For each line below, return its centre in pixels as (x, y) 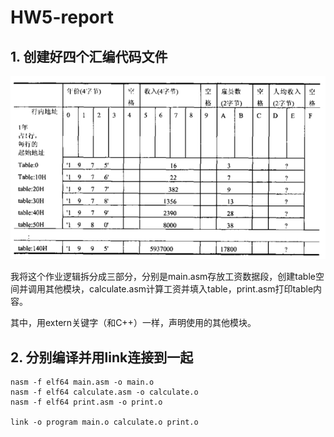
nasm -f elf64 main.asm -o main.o (82, 382)
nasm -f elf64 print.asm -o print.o (86, 402)
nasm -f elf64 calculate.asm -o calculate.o (104, 392)
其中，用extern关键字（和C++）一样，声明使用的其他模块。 (133, 323)
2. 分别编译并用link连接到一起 (102, 357)
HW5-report (62, 17)
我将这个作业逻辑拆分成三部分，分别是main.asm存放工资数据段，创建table (163, 277)
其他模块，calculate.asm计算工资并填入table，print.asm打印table (179, 289)
